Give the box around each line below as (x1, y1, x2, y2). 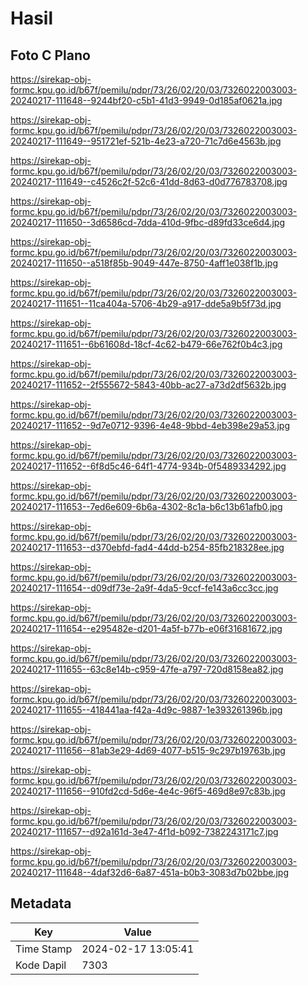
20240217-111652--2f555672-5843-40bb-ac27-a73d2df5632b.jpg (10, 379, 287, 391)
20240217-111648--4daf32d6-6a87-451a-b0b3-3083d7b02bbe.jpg (10, 867, 289, 878)
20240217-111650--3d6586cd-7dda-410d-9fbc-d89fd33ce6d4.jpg (10, 217, 285, 228)
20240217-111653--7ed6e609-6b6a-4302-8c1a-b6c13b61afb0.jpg (10, 501, 283, 512)
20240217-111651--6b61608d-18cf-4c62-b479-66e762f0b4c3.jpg (10, 338, 283, 350)
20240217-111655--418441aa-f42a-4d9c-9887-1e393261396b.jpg (10, 704, 283, 716)
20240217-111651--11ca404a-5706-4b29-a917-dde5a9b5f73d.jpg (10, 298, 282, 309)
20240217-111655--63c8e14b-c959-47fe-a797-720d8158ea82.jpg (10, 663, 284, 675)
